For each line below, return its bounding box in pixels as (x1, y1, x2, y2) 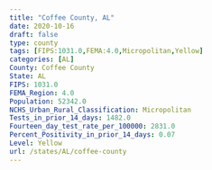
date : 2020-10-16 (9, 22, 75, 31)
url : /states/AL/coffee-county (9, 147, 127, 156)
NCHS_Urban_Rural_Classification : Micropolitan (9, 105, 192, 114)
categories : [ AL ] (9, 55, 75, 64)
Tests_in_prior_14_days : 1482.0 (9, 113, 131, 122)
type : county (9, 38, 59, 48)
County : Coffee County (9, 64, 95, 73)
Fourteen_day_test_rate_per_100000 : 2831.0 (9, 122, 176, 131)
